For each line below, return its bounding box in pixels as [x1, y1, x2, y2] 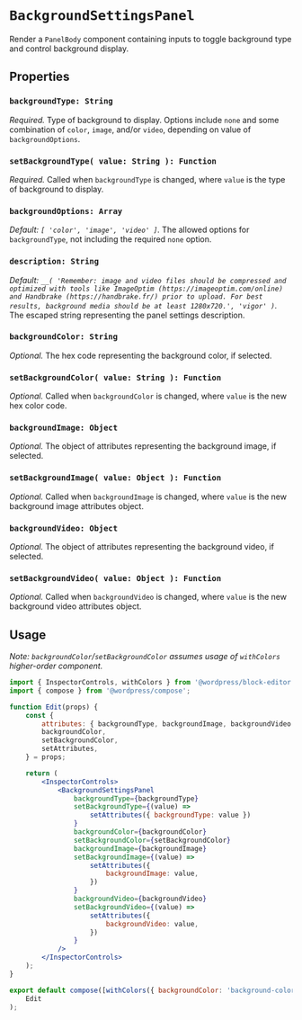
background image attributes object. [9, 500, 144, 511]
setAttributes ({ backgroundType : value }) [89, 810, 252, 820]
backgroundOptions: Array [9, 206, 123, 216]
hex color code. [9, 400, 67, 411]
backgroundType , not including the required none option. [9, 234, 212, 245]
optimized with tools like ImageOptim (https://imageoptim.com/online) [9, 284, 283, 293]
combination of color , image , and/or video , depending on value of [9, 124, 252, 135]
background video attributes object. [9, 601, 142, 612]
